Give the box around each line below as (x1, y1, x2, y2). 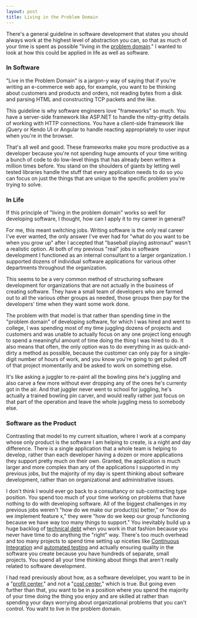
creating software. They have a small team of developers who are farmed (6, 288, 184, 295)
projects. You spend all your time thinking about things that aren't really (6, 556, 179, 563)
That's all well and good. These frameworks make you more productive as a (6, 143, 189, 151)
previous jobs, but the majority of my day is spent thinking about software (6, 470, 185, 477)
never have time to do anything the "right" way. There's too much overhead (6, 532, 189, 539)
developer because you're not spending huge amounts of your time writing (6, 149, 187, 156)
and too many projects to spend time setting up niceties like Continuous (6, 537, 179, 544)
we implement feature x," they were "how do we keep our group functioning (6, 513, 189, 520)
